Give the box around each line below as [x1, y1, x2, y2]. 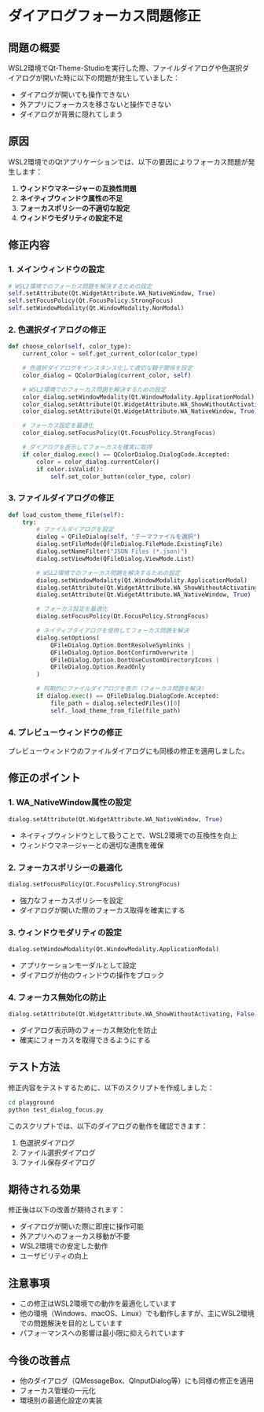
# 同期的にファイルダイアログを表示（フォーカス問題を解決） [36, 685, 207, 693]
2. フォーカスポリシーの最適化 [8, 862, 123, 873]
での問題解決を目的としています [19, 1318, 123, 1328]
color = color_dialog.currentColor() [36, 458, 159, 466]
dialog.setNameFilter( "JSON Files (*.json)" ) [36, 547, 189, 555]
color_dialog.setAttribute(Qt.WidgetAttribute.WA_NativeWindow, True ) [22, 407, 258, 415]
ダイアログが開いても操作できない [19, 90, 130, 99]
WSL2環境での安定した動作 [19, 1241, 108, 1251]
